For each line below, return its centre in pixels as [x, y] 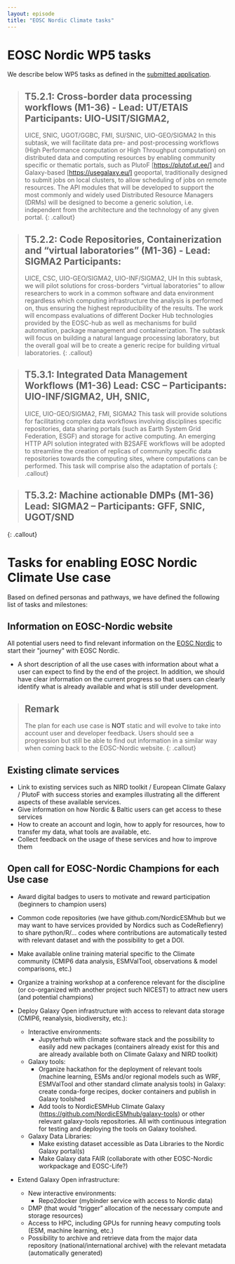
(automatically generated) [65, 1253]
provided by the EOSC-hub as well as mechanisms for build [110, 323]
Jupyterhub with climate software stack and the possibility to [127, 1039]
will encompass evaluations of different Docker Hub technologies [119, 316]
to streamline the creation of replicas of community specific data [118, 451]
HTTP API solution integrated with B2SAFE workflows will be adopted [125, 444]
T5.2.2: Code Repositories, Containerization [123, 239]
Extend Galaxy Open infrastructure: [68, 1179]
